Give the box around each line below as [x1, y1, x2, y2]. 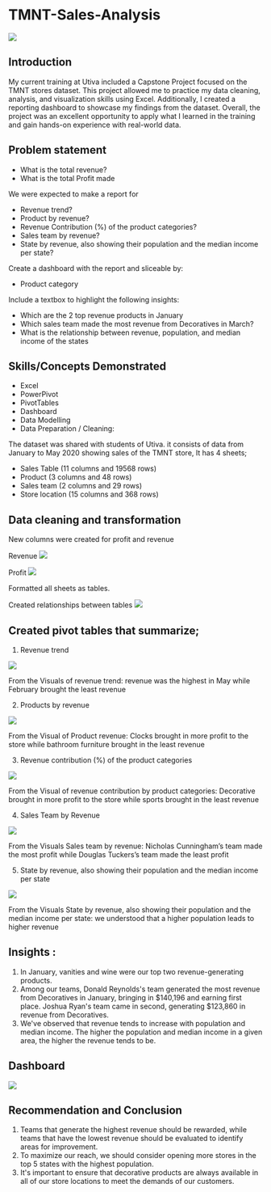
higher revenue [8, 922, 59, 932]
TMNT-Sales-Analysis [8, 6, 161, 24]
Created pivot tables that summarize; [8, 623, 200, 637]
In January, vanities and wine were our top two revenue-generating [19, 966, 244, 976]
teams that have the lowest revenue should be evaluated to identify [19, 1134, 244, 1143]
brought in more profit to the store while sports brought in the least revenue [8, 795, 260, 804]
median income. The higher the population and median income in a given [19, 1027, 263, 1037]
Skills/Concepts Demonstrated [8, 359, 167, 373]
